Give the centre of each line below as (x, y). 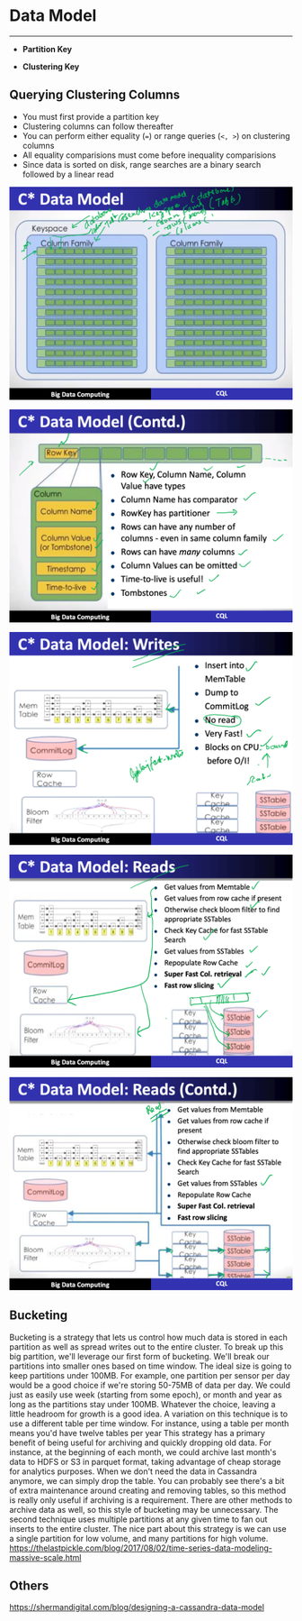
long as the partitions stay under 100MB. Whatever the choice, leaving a (142, 1404)
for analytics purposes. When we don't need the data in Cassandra (133, 1471)
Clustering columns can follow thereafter (98, 126)
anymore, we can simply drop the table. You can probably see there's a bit (147, 1480)
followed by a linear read (68, 174)
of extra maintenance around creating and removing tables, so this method (147, 1490)
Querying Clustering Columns (95, 95)
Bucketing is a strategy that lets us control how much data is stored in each (148, 1337)
